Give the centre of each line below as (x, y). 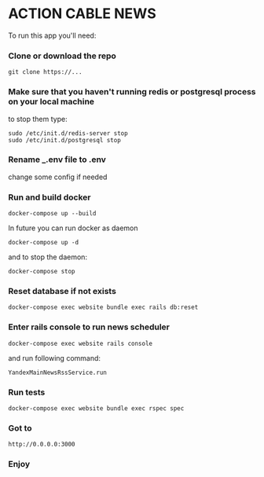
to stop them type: (38, 119)
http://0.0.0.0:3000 (42, 445)
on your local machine (51, 101)
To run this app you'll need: (52, 35)
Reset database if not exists (62, 292)
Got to (20, 427)
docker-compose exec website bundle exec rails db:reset (103, 307)
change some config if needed (58, 177)
